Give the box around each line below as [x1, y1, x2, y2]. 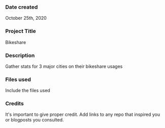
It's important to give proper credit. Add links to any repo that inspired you [5, 111, 160, 117]
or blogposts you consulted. [5, 117, 64, 123]
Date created [5, 4, 38, 11]
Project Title [5, 28, 37, 35]
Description [5, 52, 35, 59]
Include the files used [5, 88, 51, 94]
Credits [5, 100, 24, 107]
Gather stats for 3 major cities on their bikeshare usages [5, 63, 123, 69]
